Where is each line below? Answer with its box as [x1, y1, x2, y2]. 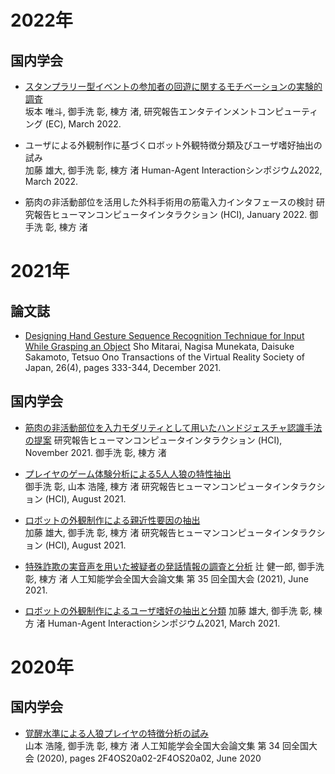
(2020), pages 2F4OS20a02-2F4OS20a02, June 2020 [36, 752, 262, 764]
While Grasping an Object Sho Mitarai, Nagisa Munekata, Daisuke [24, 341, 295, 352]
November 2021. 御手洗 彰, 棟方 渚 [24, 446, 167, 458]
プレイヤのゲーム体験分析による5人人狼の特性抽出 [24, 467, 232, 480]
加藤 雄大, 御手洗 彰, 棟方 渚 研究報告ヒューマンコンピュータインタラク [24, 526, 317, 538]
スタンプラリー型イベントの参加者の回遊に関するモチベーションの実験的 [24, 81, 323, 92]
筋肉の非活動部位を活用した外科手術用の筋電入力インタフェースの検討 [24, 196, 315, 208]
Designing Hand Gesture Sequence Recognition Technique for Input [24, 330, 305, 341]
